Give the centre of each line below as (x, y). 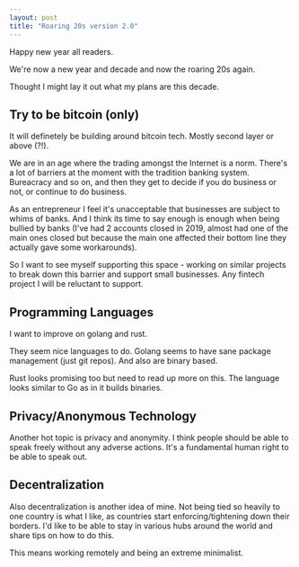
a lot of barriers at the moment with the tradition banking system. (129, 173)
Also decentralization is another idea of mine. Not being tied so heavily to (145, 506)
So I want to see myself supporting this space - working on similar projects (148, 265)
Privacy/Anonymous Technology (103, 416)
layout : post (34, 18)
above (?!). (29, 146)
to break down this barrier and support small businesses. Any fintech (137, 274)
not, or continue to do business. (68, 192)
